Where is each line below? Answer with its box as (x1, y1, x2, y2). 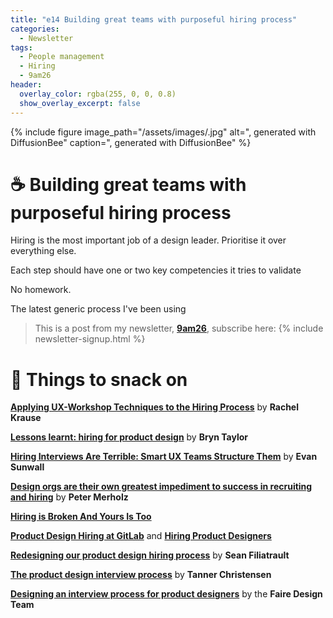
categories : (10, 24, 60, 34)
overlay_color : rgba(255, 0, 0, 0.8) (19, 89, 177, 99)
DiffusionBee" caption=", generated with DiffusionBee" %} (10, 136, 252, 148)
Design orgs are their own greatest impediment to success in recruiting (10, 481, 313, 493)
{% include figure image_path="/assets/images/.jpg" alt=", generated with (10, 126, 317, 138)
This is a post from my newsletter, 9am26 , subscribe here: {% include (34, 322, 324, 335)
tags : (10, 42, 33, 53)
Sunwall (10, 461, 45, 473)
